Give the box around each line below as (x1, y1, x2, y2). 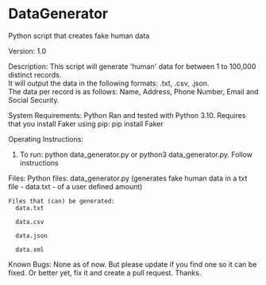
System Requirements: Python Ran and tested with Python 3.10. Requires (8, 110, 246, 120)
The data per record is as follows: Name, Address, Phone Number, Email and (8, 86, 259, 96)
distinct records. (8, 70, 62, 79)
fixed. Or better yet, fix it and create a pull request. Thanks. (8, 268, 202, 277)
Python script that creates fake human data (8, 31, 150, 40)
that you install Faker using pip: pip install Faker (8, 119, 164, 128)
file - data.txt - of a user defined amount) (8, 181, 143, 191)
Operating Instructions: (8, 134, 83, 143)
